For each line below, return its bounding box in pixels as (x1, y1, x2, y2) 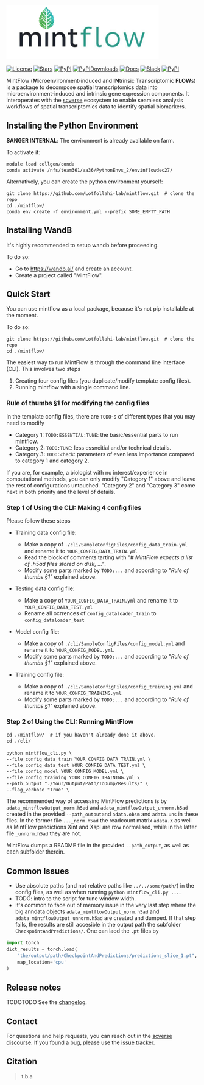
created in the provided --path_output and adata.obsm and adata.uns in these (6, 810, 199, 818)
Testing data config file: (15, 585, 75, 592)
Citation (6, 1056, 38, 1067)
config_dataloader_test (24, 617, 85, 623)
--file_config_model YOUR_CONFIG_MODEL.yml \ (6, 769, 124, 775)
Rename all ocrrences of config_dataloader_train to (24, 609, 157, 617)
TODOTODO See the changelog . (6, 998, 87, 1006)
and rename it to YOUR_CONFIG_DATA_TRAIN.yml (24, 547, 138, 554)
